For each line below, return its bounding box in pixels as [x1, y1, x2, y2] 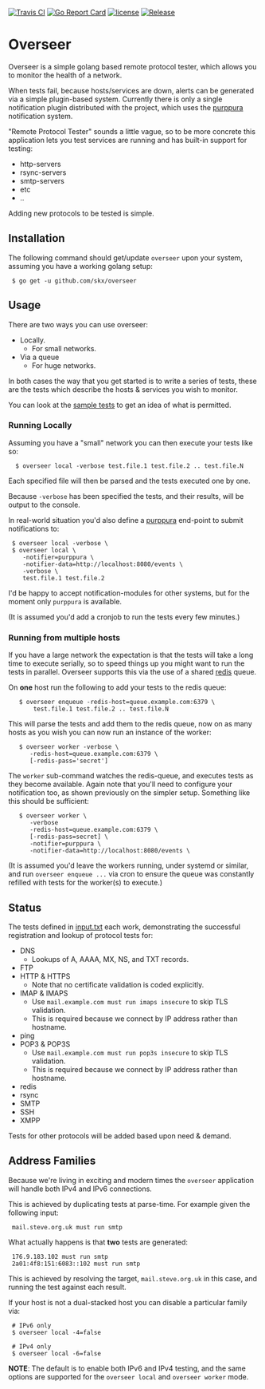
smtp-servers [19, 176, 65, 185]
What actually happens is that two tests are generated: [8, 1237, 189, 1247]
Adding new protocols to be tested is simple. [8, 208, 154, 218]
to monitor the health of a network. [8, 70, 123, 80]
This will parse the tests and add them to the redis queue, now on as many [8, 719, 252, 729]
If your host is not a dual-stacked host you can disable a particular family [8, 1297, 247, 1307]
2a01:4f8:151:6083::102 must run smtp [11, 1260, 141, 1268]
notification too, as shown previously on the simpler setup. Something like [8, 788, 251, 797]
